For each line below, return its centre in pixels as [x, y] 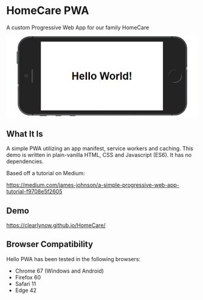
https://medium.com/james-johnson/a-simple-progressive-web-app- [93, 185]
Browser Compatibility [50, 244]
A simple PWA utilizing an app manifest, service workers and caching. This [100, 148]
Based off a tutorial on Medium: [46, 173]
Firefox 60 [28, 277]
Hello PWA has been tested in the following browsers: [74, 259]
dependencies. [25, 161]
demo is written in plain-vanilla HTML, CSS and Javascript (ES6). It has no [99, 155]
